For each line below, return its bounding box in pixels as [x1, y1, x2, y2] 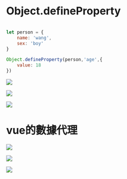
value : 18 [17, 62, 42, 68]
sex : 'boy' [17, 40, 44, 46]
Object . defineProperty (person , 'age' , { [6, 57, 103, 63]
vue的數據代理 [6, 124, 78, 137]
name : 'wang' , [17, 35, 52, 41]
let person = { [6, 29, 44, 35]
